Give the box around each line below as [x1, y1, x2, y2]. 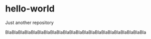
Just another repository [5, 19, 54, 25]
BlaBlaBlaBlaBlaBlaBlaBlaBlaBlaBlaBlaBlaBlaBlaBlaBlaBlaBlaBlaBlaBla [5, 29, 146, 35]
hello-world [5, 3, 55, 14]
